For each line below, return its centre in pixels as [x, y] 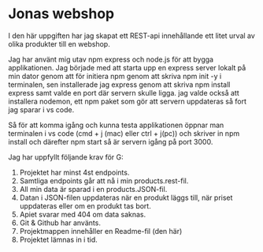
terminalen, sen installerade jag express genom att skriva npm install [119, 85]
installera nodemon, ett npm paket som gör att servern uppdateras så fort [127, 101]
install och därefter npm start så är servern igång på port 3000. [111, 141]
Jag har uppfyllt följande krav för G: [66, 157]
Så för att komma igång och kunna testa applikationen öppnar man [116, 125]
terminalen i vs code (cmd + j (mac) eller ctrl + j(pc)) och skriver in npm [124, 133]
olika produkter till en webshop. [59, 43]
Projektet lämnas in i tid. [59, 239]
